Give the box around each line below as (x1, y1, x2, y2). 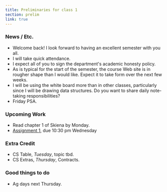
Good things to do (5, 169, 50, 176)
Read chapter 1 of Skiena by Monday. (12, 122, 90, 128)
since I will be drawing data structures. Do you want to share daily (12, 87, 149, 93)
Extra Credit (5, 140, 35, 147)
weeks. (12, 76, 28, 83)
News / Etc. (5, 33, 34, 40)
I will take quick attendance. (12, 55, 71, 61)
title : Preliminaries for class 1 (5, 7, 78, 13)
